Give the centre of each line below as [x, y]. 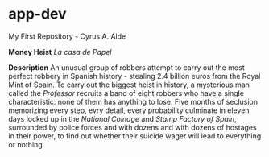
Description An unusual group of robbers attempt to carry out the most [127, 67]
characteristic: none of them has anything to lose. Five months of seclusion [133, 101]
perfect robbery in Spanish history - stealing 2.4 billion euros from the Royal [134, 76]
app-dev [37, 14]
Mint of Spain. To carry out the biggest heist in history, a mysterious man [129, 85]
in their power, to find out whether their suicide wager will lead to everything [135, 136]
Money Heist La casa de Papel [60, 52]
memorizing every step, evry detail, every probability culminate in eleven [129, 110]
